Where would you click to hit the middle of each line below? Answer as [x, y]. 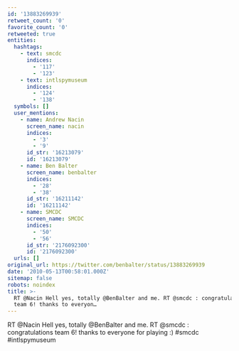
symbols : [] [32, 107]
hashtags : [28, 47]
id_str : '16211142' [55, 199]
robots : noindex [31, 285]
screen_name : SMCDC [55, 219]
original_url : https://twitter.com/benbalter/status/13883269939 [106, 265]
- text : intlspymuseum [54, 80]
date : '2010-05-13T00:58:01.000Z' [59, 271]
